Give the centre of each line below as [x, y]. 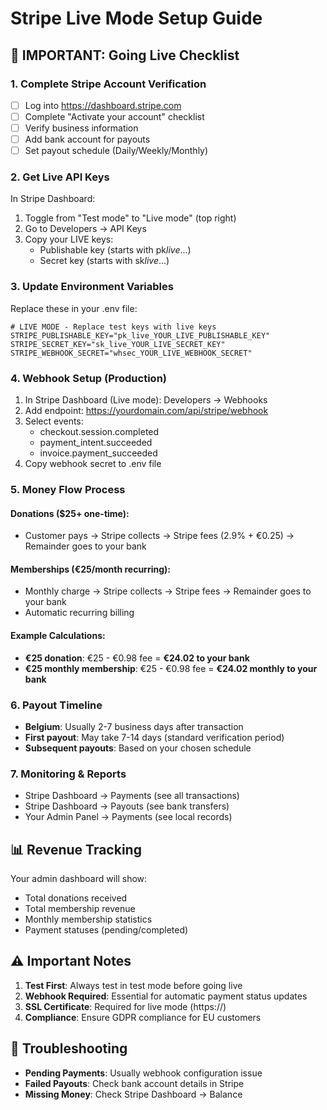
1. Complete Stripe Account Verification [108, 84]
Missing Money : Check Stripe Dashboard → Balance [133, 1094]
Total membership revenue [80, 909]
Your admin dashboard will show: [79, 879]
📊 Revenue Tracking [76, 849]
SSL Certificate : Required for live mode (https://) [125, 1006]
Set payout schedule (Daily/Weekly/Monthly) [116, 151]
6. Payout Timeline [56, 705]
